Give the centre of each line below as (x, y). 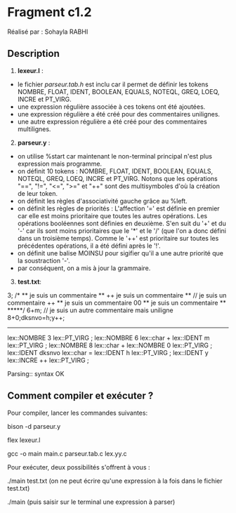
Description (33, 54)
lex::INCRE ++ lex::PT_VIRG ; (48, 360)
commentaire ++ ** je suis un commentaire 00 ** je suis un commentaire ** (117, 302)
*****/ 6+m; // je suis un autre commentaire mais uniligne (90, 310)
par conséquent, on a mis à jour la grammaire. (84, 268)
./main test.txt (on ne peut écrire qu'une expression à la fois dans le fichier (115, 481)
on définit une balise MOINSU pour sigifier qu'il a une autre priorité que (120, 253)
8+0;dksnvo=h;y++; (36, 317)
